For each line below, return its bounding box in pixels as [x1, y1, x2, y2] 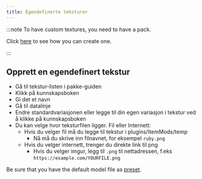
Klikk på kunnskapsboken [15, 89, 79, 97]
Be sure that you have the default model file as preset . [6, 166, 141, 174]
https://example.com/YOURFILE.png [33, 155, 121, 161]
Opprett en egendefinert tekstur [6, 67, 130, 77]
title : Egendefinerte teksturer [6, 9, 88, 15]
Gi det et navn [15, 96, 50, 104]
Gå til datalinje [15, 102, 51, 110]
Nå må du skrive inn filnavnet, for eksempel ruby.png [33, 135, 166, 142]
